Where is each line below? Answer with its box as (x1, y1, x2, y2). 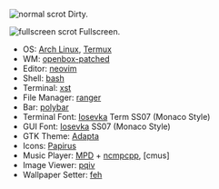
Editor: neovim (22, 64, 77, 74)
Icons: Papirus (22, 141, 77, 151)
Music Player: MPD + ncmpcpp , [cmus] (22, 150, 170, 161)
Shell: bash (22, 73, 65, 84)
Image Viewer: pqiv (22, 160, 95, 170)
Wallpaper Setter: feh (22, 169, 103, 180)
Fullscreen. (78, 26, 121, 36)
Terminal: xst (22, 83, 72, 93)
